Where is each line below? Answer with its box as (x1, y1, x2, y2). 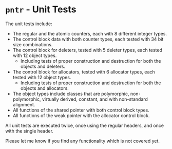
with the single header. (5, 127, 54, 134)
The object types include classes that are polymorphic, (12, 90, 129, 97)
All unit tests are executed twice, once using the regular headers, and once (5, 122, 164, 128)
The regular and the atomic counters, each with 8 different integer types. (12, 30, 167, 36)
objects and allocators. (20, 85, 69, 91)
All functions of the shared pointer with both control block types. (12, 107, 150, 113)
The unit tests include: (5, 21, 52, 27)
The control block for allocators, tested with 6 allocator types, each (12, 68, 155, 75)
